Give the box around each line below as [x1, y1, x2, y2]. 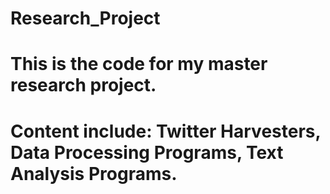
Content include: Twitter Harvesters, [10, 120, 321, 142]
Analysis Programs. [10, 162, 178, 185]
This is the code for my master [10, 53, 268, 76]
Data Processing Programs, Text [10, 141, 284, 164]
